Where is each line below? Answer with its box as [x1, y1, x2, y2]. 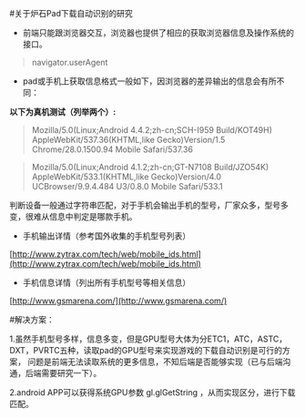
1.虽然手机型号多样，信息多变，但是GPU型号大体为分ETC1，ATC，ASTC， [9, 333, 288, 344]
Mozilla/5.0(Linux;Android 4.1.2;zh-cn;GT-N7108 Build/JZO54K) [31, 162, 269, 172]
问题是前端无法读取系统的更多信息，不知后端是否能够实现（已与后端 [26, 356, 283, 367]
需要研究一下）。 [40, 368, 102, 378]
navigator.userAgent [31, 57, 108, 67]
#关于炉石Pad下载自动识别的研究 [9, 8, 134, 18]
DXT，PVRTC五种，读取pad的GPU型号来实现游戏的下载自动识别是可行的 [9, 345, 283, 355]
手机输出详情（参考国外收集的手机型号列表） [22, 230, 191, 241]
